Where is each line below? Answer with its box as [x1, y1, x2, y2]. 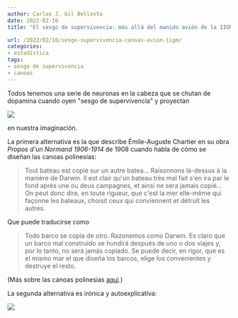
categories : [7, 43, 42, 50]
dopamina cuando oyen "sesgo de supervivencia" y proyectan [7, 97, 190, 105]
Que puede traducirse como [7, 217, 90, 226]
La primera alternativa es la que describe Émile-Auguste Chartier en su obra [7, 137, 229, 146]
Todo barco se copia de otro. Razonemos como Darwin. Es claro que [24, 231, 225, 240]
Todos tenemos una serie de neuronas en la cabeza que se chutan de [7, 89, 211, 97]
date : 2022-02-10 [7, 17, 59, 24]
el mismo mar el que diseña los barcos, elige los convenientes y [24, 253, 211, 263]
